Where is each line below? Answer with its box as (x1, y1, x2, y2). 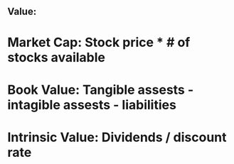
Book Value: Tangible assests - (7, 82, 194, 98)
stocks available (7, 49, 105, 65)
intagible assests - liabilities (7, 97, 176, 113)
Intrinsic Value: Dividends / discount (7, 129, 227, 145)
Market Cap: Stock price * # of (7, 34, 191, 50)
